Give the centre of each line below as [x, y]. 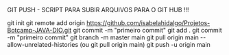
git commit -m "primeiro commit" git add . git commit [148, 30]
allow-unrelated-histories [43, 44]
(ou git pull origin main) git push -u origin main [145, 44]
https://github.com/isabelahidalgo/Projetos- [148, 23]
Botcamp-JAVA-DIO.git [39, 30]
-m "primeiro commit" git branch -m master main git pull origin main [103, 37]
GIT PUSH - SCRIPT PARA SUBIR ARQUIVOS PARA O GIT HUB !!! [98, 10]
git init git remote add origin [46, 23]
